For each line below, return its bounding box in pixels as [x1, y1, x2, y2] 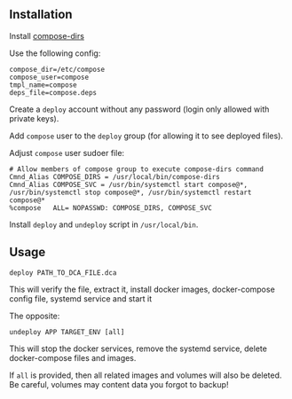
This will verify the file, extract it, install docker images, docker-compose [9, 284, 275, 294]
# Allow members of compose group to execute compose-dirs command [9, 164, 264, 174]
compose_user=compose [9, 73, 90, 82]
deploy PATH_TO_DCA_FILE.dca [9, 268, 117, 278]
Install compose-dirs [9, 30, 84, 41]
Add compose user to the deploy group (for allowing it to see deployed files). [9, 130, 284, 141]
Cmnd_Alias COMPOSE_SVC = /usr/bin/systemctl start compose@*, [9, 180, 249, 189]
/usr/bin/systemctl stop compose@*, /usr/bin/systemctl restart [9, 188, 252, 197]
